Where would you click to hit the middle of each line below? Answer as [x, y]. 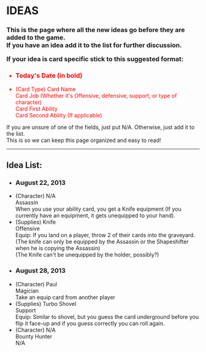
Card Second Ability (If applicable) [59, 115]
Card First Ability [36, 109]
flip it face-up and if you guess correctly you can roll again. [90, 323]
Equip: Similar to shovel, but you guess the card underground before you [107, 316]
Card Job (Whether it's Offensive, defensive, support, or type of [96, 95]
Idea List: [25, 166]
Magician [27, 291]
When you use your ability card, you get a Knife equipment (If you [98, 209]
